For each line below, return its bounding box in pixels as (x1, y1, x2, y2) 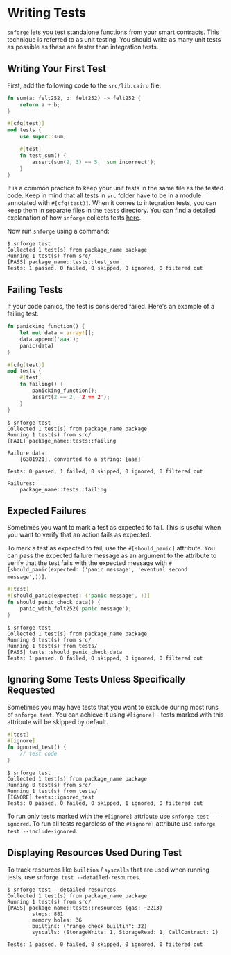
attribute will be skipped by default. (7, 717, 108, 726)
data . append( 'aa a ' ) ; (19, 336, 79, 343)
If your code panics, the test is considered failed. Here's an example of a (7, 302, 215, 311)
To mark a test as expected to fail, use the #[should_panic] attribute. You (7, 544, 216, 553)
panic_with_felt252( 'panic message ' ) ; (19, 605, 132, 612)
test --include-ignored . (7, 826, 78, 835)
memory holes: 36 (32, 916, 82, 924)
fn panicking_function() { (7, 323, 85, 330)
